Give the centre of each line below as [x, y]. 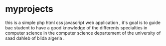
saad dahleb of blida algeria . [35, 38]
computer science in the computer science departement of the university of [83, 33]
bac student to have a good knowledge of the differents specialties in [77, 27]
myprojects [29, 9]
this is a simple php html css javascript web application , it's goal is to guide [83, 23]
